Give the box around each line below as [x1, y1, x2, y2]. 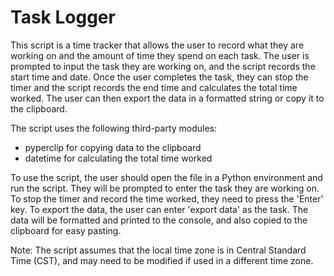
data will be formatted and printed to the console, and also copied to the [10, 214, 308, 226]
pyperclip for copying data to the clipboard [24, 141, 202, 153]
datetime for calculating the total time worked [24, 152, 213, 164]
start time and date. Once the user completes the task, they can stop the [10, 71, 309, 83]
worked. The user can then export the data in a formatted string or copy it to [10, 92, 325, 104]
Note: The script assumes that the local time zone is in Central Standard [10, 244, 307, 256]
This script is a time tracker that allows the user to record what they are [10, 39, 305, 51]
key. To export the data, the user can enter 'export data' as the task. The [10, 203, 309, 215]
